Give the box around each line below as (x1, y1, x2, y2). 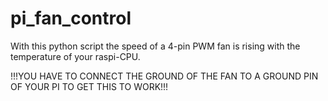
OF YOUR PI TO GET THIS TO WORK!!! (10, 80, 169, 92)
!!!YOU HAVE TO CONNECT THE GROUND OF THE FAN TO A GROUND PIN (10, 70, 319, 82)
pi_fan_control (10, 7, 132, 30)
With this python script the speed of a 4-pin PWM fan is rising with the (10, 40, 301, 52)
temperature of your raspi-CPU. (10, 50, 141, 62)
